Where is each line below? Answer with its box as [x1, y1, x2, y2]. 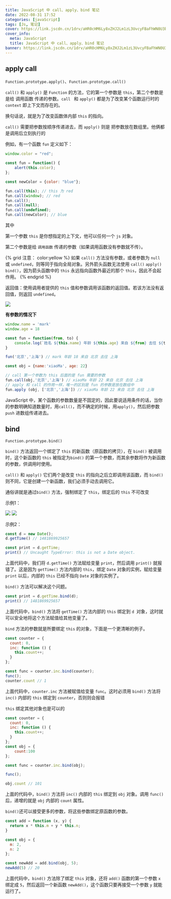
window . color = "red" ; [5, 151, 53, 156]
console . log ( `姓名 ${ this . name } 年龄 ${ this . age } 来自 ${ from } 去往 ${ [14, 340, 164, 345]
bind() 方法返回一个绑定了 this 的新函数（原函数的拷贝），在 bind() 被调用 [5, 448, 162, 454]
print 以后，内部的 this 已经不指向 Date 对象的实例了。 [5, 573, 122, 579]
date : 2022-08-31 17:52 [5, 12, 56, 17]
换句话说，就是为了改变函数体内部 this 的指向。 [5, 113, 106, 119]
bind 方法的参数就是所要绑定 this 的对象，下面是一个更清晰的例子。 [5, 625, 148, 631]
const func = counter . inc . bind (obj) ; [5, 763, 85, 768]
